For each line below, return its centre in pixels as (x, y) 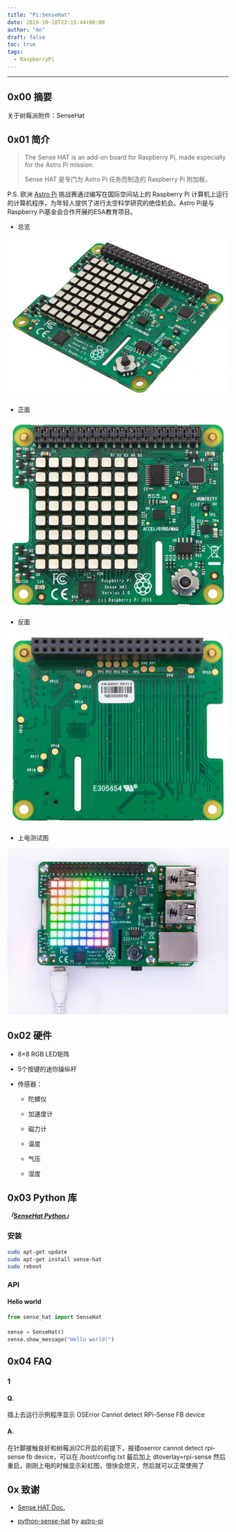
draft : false (26, 37)
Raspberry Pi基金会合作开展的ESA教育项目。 (72, 212)
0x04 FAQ (30, 1361)
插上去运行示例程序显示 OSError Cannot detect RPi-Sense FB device (106, 1415)
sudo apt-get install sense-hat (54, 1259)
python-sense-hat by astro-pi (60, 1521)
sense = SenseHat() (36, 1332)
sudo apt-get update (38, 1252)
